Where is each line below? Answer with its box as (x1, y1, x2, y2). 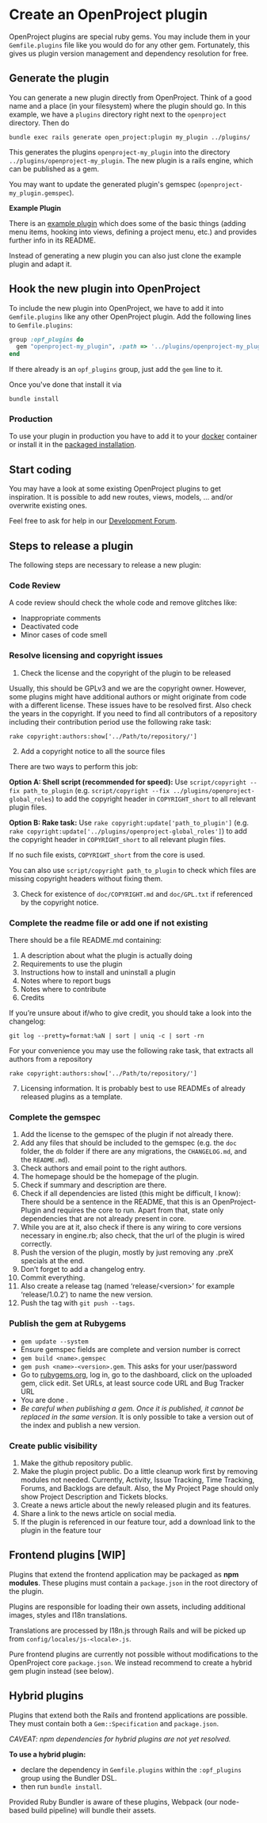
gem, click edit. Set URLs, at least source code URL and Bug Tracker (20, 1378, 245, 1388)
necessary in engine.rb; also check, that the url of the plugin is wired (20, 1231, 245, 1240)
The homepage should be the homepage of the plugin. (20, 1172, 199, 1182)
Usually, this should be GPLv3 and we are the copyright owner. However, (9, 684, 246, 693)
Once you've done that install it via (9, 380, 122, 389)
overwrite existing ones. (9, 501, 88, 511)
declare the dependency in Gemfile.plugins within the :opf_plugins (20, 1764, 242, 1774)
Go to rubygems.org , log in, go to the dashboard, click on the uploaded (20, 1369, 253, 1379)
